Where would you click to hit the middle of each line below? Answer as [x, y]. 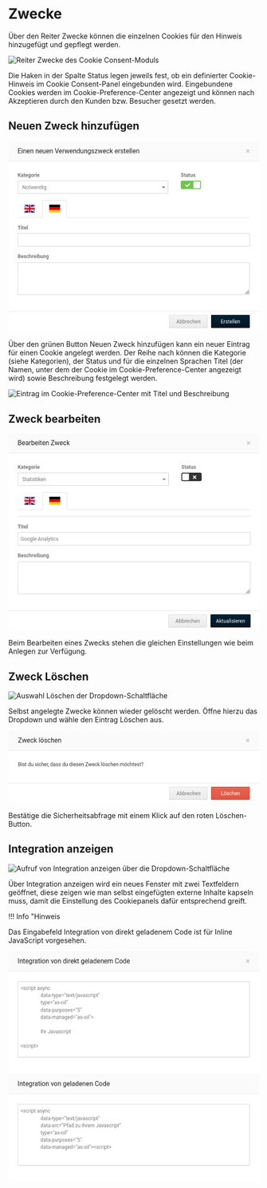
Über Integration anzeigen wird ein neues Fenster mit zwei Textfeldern [124, 884]
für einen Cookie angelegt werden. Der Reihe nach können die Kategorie [128, 353]
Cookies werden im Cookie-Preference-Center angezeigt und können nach [132, 92]
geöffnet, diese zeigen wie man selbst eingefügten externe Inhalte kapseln [131, 892]
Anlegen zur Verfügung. [48, 651]
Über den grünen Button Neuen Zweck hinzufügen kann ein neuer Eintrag [129, 344]
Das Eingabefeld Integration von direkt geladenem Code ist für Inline [120, 932]
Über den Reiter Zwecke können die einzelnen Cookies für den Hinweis [125, 36]
